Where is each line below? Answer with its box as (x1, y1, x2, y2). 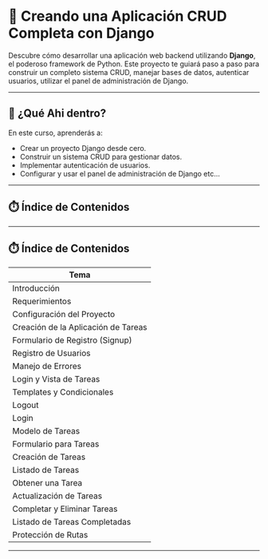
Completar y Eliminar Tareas (12, 503, 118, 514)
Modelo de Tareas (12, 426, 81, 437)
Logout (12, 399, 39, 410)
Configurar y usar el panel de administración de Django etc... (19, 168, 221, 178)
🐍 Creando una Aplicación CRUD (8, 7, 227, 26)
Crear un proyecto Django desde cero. (19, 143, 147, 153)
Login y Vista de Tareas (12, 374, 100, 385)
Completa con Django (8, 24, 155, 42)
